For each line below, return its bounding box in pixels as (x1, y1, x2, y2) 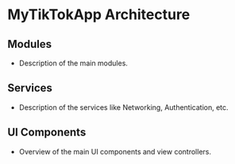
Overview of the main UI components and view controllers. (18, 146, 212, 156)
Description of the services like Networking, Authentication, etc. (18, 102, 229, 112)
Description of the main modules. (18, 58, 129, 68)
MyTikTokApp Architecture (7, 6, 191, 24)
